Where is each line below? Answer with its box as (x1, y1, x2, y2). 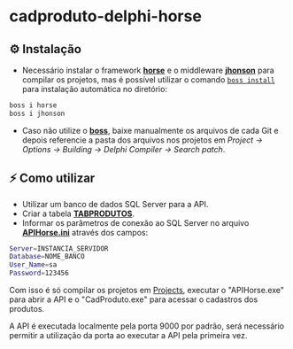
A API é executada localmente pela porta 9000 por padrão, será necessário (9, 321, 285, 331)
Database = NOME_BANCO (9, 252, 86, 261)
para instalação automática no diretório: (21, 84, 168, 94)
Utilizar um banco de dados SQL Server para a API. (21, 198, 209, 209)
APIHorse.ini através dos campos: (21, 227, 149, 237)
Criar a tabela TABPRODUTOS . (21, 208, 135, 219)
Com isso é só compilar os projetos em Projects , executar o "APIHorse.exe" (9, 285, 285, 296)
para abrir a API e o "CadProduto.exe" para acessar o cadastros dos (9, 294, 258, 305)
